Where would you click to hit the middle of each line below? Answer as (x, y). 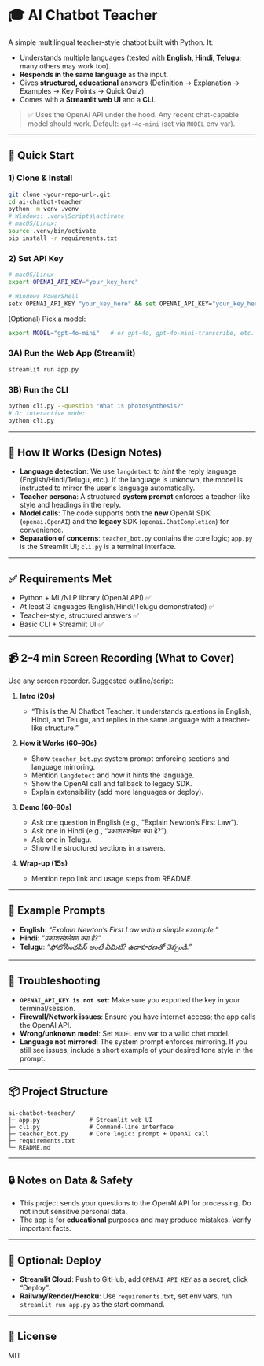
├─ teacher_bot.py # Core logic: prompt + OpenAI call (109, 1134)
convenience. (42, 530)
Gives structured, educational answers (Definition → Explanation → (130, 83)
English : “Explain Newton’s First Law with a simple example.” (119, 929)
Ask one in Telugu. (61, 840)
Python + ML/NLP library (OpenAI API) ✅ (85, 598)
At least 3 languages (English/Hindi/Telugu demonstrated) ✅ (117, 607)
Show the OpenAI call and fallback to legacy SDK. (112, 783)
